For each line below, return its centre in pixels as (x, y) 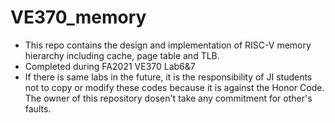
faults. (38, 108)
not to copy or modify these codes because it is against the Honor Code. (174, 87)
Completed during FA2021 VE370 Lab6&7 (110, 66)
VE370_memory (78, 17)
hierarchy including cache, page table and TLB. (122, 55)
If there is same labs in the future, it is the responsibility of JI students (168, 77)
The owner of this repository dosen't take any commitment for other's (168, 98)
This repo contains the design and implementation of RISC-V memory (168, 45)
